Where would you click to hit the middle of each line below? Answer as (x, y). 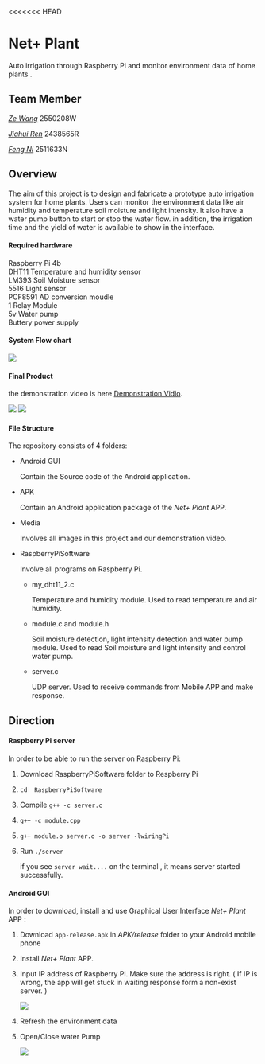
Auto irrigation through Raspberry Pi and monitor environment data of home (132, 65)
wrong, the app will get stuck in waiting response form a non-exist (128, 983)
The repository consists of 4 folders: (68, 446)
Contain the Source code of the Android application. (105, 477)
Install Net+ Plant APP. (56, 959)
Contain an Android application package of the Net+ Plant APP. (123, 508)
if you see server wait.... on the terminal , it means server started (130, 866)
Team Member (45, 99)
